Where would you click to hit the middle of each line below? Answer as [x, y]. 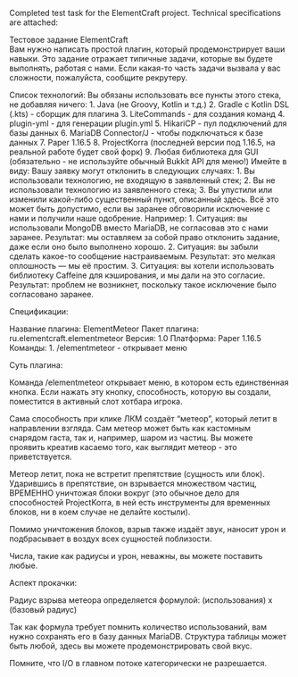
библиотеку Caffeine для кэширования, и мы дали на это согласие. [137, 275]
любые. [24, 565]
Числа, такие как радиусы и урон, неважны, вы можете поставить [136, 556]
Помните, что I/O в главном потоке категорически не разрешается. [138, 663]
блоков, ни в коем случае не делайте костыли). [100, 512]
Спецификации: [39, 311]
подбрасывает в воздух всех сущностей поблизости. [111, 539]
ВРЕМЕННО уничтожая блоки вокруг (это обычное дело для [124, 493]
